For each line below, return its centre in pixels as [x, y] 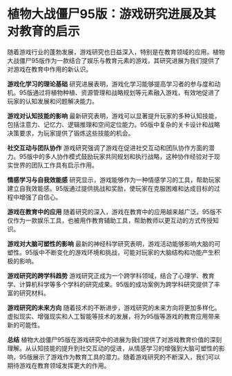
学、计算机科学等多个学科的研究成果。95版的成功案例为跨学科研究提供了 [110, 284]
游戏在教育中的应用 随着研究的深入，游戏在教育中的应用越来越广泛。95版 [112, 211]
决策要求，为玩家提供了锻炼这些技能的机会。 [71, 133]
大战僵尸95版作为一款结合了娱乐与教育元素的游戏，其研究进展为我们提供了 [114, 60]
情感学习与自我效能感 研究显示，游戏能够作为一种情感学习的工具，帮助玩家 [114, 180]
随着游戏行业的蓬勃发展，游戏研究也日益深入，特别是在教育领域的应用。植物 [116, 52]
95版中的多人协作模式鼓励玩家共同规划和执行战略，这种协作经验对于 [116, 156]
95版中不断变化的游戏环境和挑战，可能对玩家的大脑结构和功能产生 [119, 252]
